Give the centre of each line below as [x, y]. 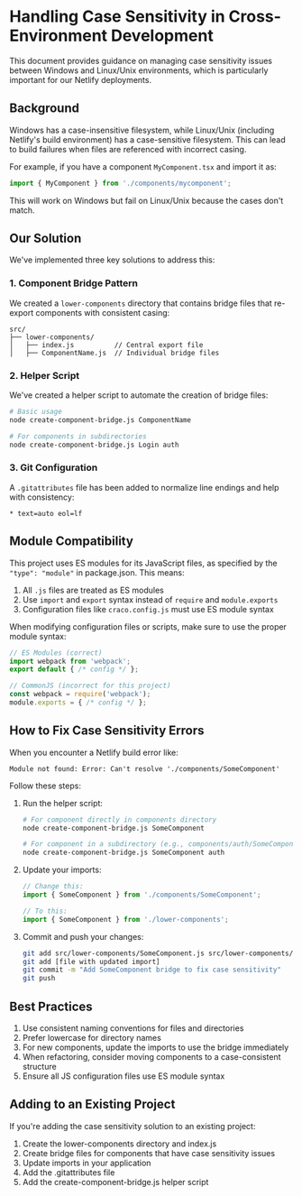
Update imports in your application [87, 1163]
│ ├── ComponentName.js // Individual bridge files [114, 353]
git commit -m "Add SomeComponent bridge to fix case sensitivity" [152, 970]
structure [39, 1067]
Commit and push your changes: [83, 936]
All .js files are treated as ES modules [93, 590]
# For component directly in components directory [119, 819]
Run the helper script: [63, 803]
